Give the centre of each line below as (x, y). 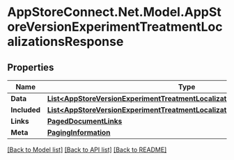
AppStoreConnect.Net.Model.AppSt (114, 12)
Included (25, 110)
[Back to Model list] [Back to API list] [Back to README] (87, 150)
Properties (31, 67)
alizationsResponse (65, 42)
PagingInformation (79, 133)
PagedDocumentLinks (85, 121)
